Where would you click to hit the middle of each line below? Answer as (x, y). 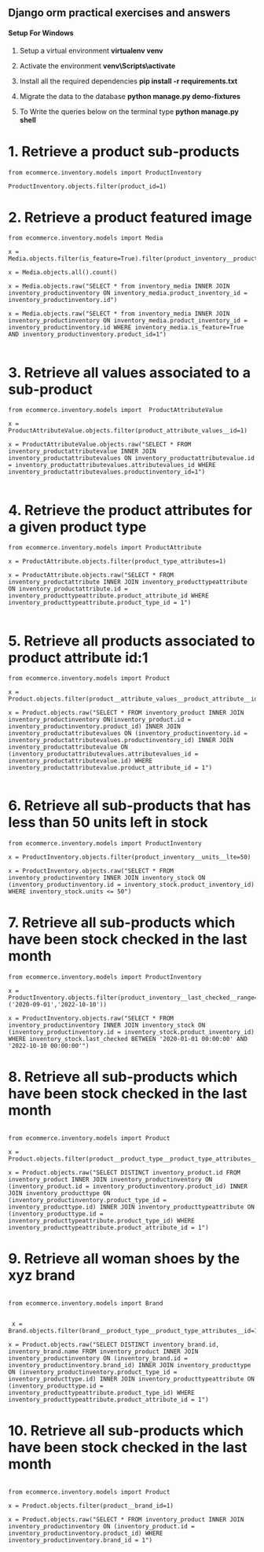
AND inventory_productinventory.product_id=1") (88, 335)
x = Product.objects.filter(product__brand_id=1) (91, 1506)
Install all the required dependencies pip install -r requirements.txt (128, 81)
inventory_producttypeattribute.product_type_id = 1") (100, 603)
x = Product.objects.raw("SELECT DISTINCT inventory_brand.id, (114, 1345)
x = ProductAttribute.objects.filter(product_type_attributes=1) (117, 561)
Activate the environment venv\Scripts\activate (97, 65)
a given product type (77, 527)
